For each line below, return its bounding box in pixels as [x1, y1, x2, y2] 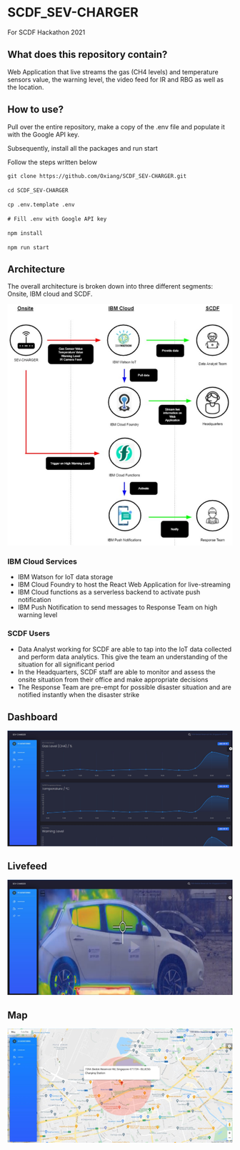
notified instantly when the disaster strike [17, 690, 140, 699]
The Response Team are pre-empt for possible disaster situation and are [17, 683, 232, 691]
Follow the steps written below [7, 158, 98, 166]
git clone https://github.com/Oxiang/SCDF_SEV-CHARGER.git [7, 172, 187, 179]
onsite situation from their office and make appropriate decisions [17, 675, 209, 684]
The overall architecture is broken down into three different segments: [7, 282, 213, 291]
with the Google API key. [7, 130, 80, 139]
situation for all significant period [17, 660, 115, 669]
